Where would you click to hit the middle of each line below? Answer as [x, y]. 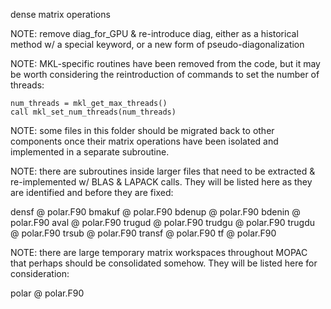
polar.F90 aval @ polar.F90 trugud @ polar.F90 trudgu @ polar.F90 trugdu [163, 222]
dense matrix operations [60, 14]
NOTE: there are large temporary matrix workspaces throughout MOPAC [159, 252]
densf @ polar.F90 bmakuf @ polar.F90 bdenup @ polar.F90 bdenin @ [155, 212]
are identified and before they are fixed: [92, 192]
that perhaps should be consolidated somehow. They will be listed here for [164, 263]
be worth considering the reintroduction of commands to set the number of [165, 74]
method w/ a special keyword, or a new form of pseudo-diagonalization [157, 44]
